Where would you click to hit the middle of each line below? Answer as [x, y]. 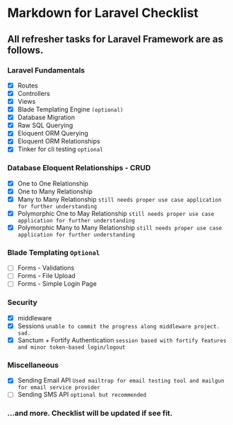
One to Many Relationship [55, 191]
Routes [28, 85]
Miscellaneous [33, 365]
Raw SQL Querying [45, 126]
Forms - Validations [46, 268]
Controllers [34, 93]
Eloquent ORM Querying [53, 133]
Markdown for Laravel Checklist [103, 13]
